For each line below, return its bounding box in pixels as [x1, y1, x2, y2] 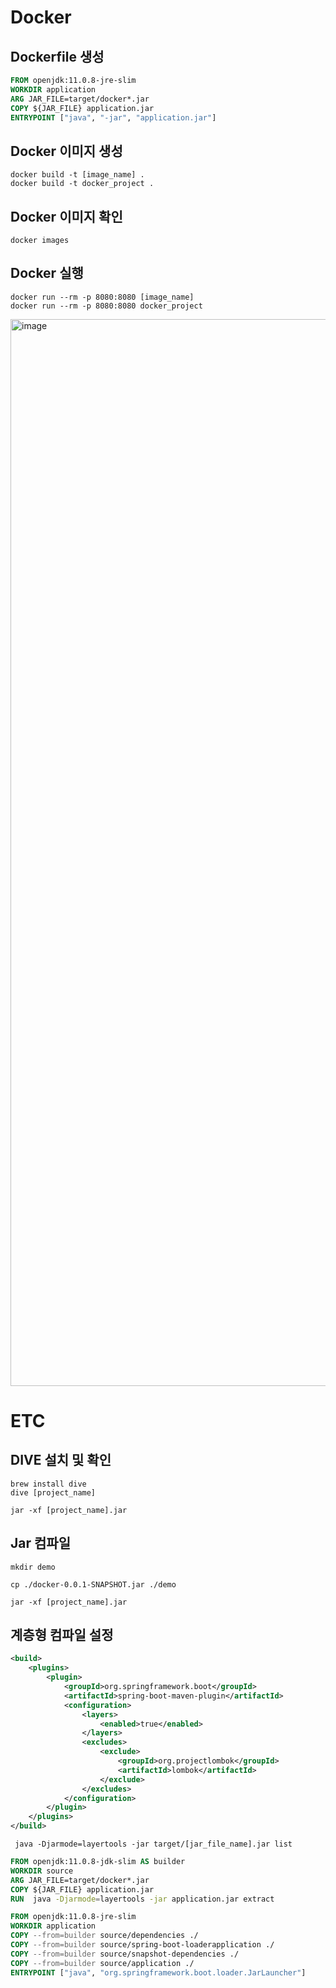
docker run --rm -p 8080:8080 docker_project [10, 301, 203, 311]
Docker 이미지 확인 [10, 208, 123, 225]
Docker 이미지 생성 [10, 142, 123, 160]
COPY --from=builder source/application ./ [10, 1958, 195, 1968]
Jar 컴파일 [10, 1535, 71, 1552]
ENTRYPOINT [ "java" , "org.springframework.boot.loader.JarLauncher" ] [10, 1967, 307, 1978]
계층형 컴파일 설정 [10, 1627, 114, 1644]
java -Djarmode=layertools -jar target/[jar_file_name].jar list [14, 1839, 293, 1850]
